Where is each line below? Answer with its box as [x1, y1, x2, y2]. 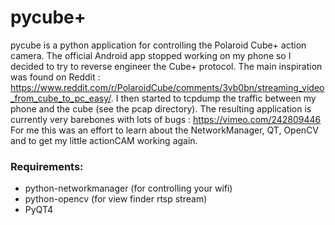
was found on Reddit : [10, 71, 101, 83]
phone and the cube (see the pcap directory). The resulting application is [10, 102, 312, 115]
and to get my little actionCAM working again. [10, 134, 198, 146]
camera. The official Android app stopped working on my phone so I [10, 49, 292, 61]
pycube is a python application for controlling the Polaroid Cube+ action [10, 39, 307, 51]
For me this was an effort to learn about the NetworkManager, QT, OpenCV [10, 124, 319, 136]
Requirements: [10, 159, 84, 173]
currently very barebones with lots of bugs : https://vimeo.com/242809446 [10, 113, 322, 125]
